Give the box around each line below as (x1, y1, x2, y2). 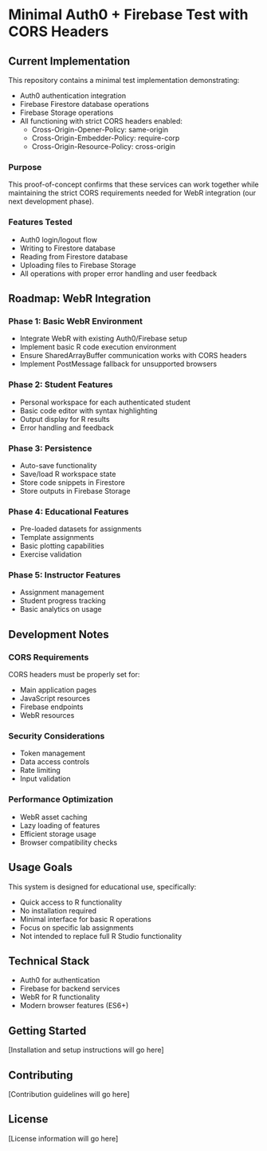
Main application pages (19, 685, 97, 695)
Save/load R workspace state (19, 469, 116, 479)
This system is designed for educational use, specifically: (8, 881, 197, 891)
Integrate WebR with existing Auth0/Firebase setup (19, 333, 187, 344)
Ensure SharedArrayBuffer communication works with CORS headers (19, 351, 247, 361)
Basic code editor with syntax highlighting (19, 405, 158, 416)
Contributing (8, 1068, 73, 1082)
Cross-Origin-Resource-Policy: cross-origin (31, 142, 176, 151)
